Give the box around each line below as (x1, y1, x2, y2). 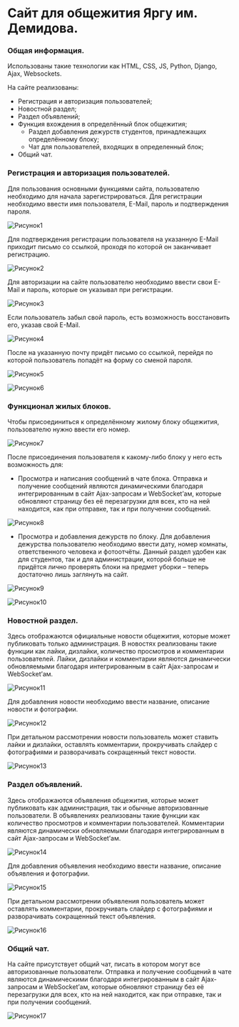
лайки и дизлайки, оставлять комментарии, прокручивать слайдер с (7, 741, 218, 749)
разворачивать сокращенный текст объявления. (7, 912, 156, 921)
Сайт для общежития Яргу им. (7, 5, 198, 21)
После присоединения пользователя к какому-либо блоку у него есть (7, 453, 223, 461)
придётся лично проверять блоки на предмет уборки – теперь (17, 563, 209, 571)
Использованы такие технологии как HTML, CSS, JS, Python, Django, (7, 62, 218, 71)
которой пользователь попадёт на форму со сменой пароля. (7, 356, 193, 364)
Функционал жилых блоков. (7, 401, 112, 411)
